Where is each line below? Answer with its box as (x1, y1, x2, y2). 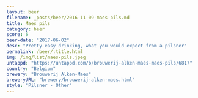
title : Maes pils (6, 20, 51, 26)
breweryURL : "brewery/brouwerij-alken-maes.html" (6, 77, 136, 83)
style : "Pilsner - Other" (6, 83, 72, 89)
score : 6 (6, 32, 29, 38)
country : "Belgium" (6, 65, 56, 72)
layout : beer (6, 9, 40, 15)
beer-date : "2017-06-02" (6, 37, 70, 43)
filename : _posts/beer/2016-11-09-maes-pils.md (6, 15, 130, 21)
